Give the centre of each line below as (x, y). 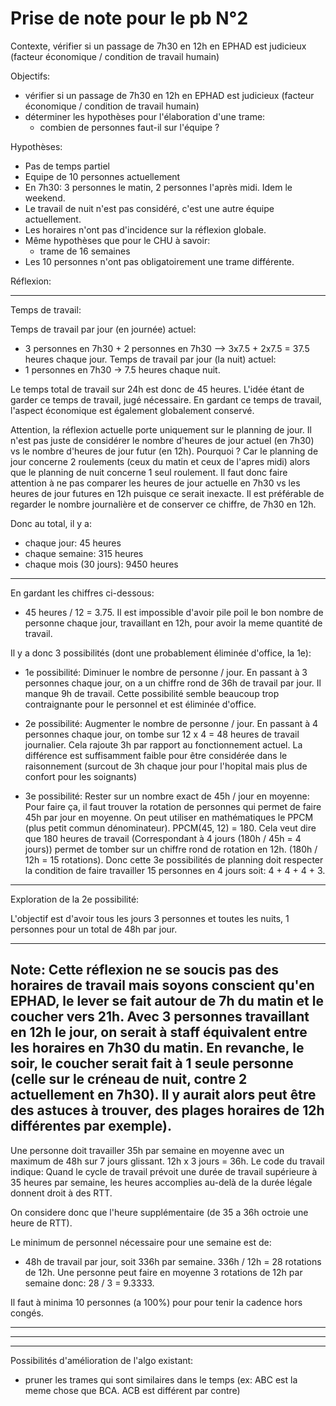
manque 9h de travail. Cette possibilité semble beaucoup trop (152, 693)
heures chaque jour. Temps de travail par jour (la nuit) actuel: (150, 359)
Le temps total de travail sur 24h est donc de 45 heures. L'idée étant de (157, 389)
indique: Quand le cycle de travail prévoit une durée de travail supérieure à (164, 1171)
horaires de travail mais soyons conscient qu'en (162, 985)
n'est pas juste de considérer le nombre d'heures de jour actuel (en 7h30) (162, 440)
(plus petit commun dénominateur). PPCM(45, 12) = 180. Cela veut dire (170, 828)
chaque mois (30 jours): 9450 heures (101, 564)
